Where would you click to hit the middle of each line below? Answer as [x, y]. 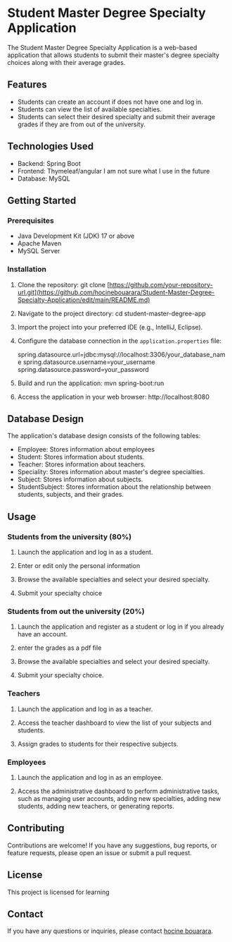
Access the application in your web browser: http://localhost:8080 [113, 397]
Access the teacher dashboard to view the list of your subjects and [115, 723]
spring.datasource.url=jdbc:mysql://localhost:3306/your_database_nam [122, 354]
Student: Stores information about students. [81, 457]
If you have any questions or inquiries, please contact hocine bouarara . [110, 931]
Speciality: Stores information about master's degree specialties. [111, 472]
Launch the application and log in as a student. [85, 552]
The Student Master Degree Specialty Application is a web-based [102, 47]
